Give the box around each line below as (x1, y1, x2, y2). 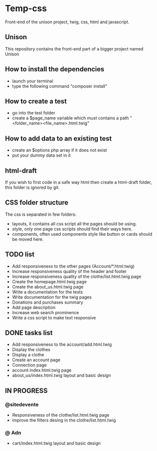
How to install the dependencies (5, 65, 105, 73)
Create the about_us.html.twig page (12, 284, 84, 290)
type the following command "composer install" (12, 83, 108, 89)
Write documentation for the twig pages (12, 294, 92, 300)
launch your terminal (12, 78, 53, 84)
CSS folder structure (5, 198, 69, 207)
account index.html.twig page (12, 367, 72, 373)
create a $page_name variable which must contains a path (12, 115, 129, 121)
